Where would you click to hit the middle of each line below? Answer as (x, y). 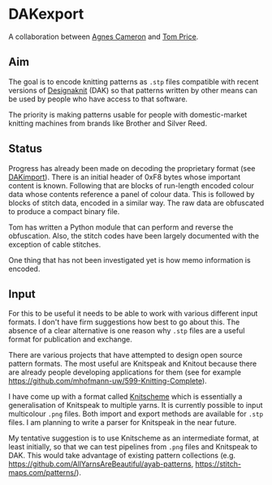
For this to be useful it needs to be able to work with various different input (133, 314)
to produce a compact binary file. (64, 211)
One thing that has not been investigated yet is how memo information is (130, 260)
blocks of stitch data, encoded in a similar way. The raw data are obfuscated (136, 203)
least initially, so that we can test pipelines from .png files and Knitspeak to (133, 447)
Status (26, 149)
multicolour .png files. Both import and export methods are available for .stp (136, 414)
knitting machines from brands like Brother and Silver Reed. (108, 123)
